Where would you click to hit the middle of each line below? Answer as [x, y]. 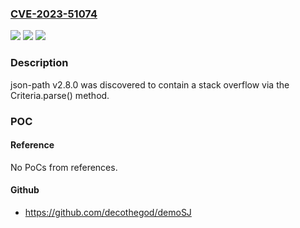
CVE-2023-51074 [54, 14]
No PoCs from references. [64, 167]
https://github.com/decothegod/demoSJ [108, 212]
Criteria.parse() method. [60, 95]
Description [39, 63]
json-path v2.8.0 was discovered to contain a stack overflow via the [150, 84]
